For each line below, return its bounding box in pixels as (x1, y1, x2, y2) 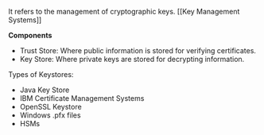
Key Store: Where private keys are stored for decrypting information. (19, 55, 245, 64)
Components (8, 31, 52, 40)
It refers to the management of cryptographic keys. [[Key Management (8, 7, 240, 16)
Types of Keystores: (8, 70, 74, 79)
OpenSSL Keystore (19, 102, 82, 111)
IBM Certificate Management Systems (19, 94, 145, 102)
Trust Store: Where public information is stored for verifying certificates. (19, 46, 257, 55)
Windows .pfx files (19, 110, 81, 120)
